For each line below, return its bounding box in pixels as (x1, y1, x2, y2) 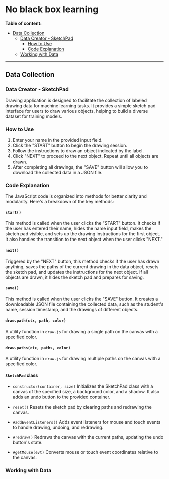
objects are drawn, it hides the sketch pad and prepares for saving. (5, 274, 144, 280)
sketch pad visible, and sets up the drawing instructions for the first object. (5, 231, 161, 237)
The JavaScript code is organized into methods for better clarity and (5, 193, 147, 199)
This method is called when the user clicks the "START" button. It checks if (5, 220, 161, 226)
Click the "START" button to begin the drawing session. (12, 142, 127, 148)
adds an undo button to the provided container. (12, 394, 111, 401)
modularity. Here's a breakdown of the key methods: (5, 199, 114, 205)
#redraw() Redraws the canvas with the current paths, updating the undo (12, 434, 164, 440)
